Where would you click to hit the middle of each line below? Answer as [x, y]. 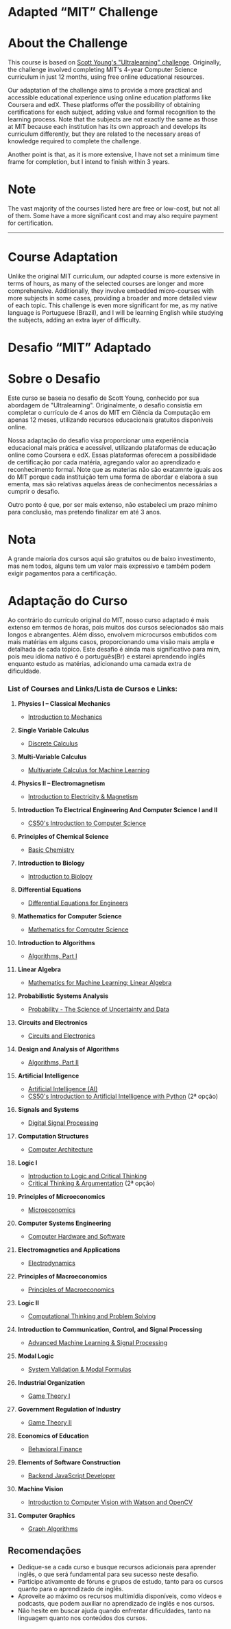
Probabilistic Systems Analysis [63, 996]
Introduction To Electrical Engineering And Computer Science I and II [118, 810]
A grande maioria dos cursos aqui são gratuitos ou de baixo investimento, [112, 559]
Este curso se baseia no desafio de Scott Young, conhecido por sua [104, 398]
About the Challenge [68, 44]
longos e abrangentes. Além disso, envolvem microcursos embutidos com [112, 634]
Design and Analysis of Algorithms [68, 1049]
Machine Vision [40, 1489]
